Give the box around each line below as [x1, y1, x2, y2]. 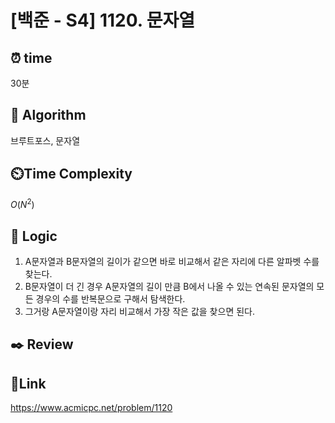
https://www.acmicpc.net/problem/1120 [10, 402, 173, 414]
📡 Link [10, 375, 47, 392]
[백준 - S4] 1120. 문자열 [10, 9, 196, 32]
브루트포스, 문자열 [10, 134, 81, 146]
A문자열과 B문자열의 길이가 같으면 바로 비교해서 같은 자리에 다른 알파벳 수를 [24, 256, 320, 268]
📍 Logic [10, 227, 58, 245]
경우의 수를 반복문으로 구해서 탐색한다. [35, 293, 186, 305]
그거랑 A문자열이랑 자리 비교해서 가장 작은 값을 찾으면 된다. [24, 306, 255, 318]
